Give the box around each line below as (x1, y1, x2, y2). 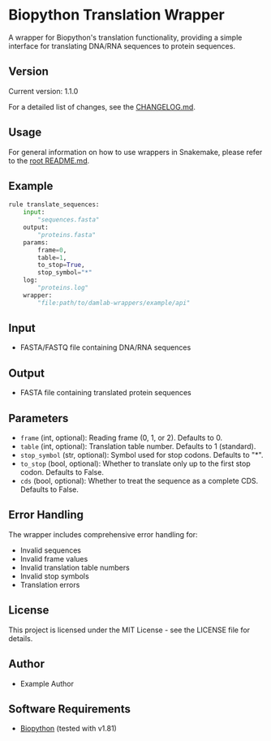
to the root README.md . (8, 156, 90, 166)
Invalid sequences (19, 545, 81, 555)
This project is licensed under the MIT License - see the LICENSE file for (8, 625, 250, 635)
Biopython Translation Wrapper (8, 6, 225, 24)
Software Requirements (8, 702, 131, 716)
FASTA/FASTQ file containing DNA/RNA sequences (19, 342, 191, 352)
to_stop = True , (37, 261, 85, 269)
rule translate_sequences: (8, 200, 100, 209)
